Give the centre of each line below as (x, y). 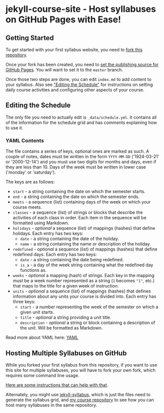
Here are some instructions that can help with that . (57, 385)
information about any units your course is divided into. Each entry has (84, 296)
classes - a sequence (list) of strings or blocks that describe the (78, 212)
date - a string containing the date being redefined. (72, 260)
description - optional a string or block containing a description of (88, 323)
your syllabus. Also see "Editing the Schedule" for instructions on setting (79, 84)
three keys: (24, 302)
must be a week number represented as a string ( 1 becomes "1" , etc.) (83, 281)
